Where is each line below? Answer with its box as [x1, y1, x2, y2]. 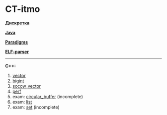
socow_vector [12, 83, 41, 89]
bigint [12, 78, 24, 84]
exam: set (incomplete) [12, 104, 60, 110]
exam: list [12, 99, 32, 105]
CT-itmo [5, 3, 40, 15]
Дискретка [5, 20, 30, 26]
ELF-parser [5, 49, 29, 55]
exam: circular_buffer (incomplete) [12, 93, 83, 100]
